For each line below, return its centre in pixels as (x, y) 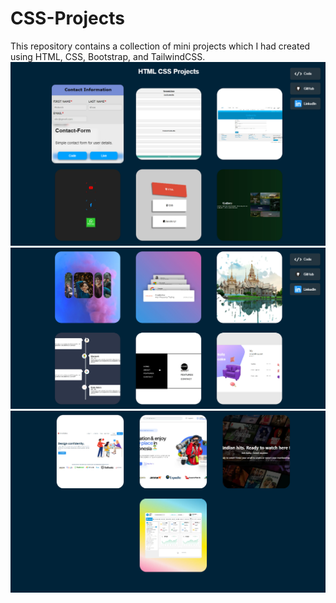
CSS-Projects (67, 18)
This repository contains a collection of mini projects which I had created (160, 46)
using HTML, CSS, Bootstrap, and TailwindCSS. (108, 56)
